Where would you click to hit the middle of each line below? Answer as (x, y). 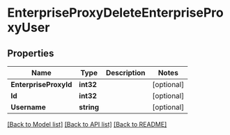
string (89, 107)
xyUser (29, 27)
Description (125, 73)
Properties (31, 53)
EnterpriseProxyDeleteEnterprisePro (116, 13)
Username (29, 107)
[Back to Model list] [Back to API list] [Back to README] (87, 124)
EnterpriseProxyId (41, 85)
